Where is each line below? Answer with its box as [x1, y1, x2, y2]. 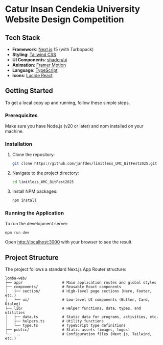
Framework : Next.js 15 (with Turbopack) [12, 47, 94, 52]
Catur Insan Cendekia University [5, 3, 140, 15]
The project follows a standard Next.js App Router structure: [5, 266, 126, 272]
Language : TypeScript [12, 67, 58, 73]
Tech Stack [5, 33, 40, 42]
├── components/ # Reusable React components [5, 285, 121, 290]
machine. [5, 129, 24, 134]
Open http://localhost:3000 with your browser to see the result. [5, 239, 133, 245]
